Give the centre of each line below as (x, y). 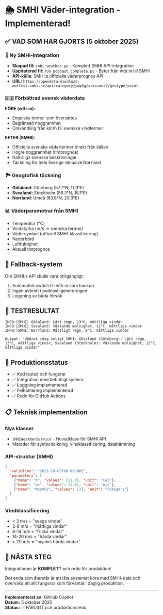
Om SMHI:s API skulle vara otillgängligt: (44, 276)
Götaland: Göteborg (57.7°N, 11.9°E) (48, 188)
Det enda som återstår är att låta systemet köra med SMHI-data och (73, 578)
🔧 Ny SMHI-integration (32, 55)
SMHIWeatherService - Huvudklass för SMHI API (59, 439)
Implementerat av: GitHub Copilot (39, 597)
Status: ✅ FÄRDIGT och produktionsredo (46, 608)
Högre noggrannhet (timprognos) (45, 152)
